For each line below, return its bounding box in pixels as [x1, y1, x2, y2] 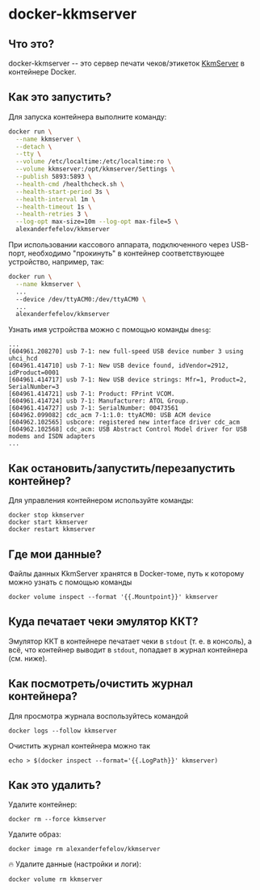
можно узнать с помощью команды [8, 577, 132, 587]
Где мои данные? [8, 547, 103, 561]
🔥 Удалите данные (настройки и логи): [8, 859, 141, 869]
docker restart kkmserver [8, 525, 95, 534]
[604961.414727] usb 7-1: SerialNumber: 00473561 [8, 404, 179, 412]
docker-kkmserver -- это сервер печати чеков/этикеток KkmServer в [8, 58, 245, 68]
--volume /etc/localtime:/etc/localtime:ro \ [15, 158, 172, 166]
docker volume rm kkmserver [8, 875, 103, 884]
